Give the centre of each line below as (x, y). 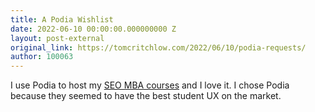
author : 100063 (42, 57)
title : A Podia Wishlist (62, 19)
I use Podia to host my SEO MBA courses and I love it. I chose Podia (150, 85)
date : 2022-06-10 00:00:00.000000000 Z (93, 29)
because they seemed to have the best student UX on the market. (146, 96)
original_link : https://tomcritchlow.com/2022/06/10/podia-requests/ (158, 47)
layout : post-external (57, 38)
